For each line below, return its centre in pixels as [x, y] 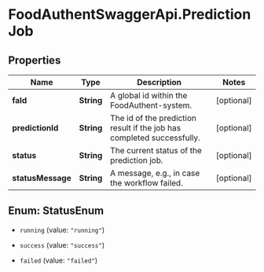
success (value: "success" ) [62, 244]
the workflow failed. [146, 183]
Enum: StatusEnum [56, 211]
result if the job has [145, 128]
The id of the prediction [153, 118]
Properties [35, 60]
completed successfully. [155, 138]
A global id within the [148, 96]
